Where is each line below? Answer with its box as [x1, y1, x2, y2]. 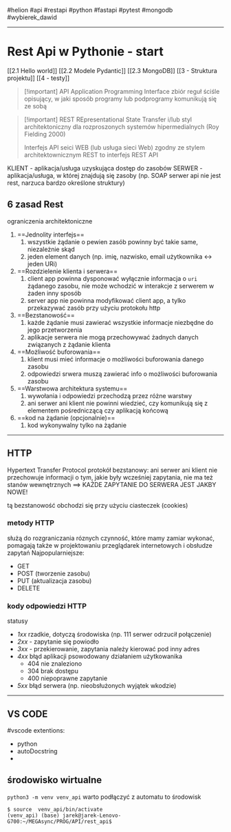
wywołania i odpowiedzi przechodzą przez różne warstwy [27, 391, 192, 399]
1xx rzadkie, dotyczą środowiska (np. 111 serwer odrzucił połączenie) [16, 631, 212, 639]
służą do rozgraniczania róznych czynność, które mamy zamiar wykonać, [7, 534, 215, 542]
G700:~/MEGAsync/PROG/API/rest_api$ [7, 818, 112, 825]
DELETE [16, 584, 41, 592]
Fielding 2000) [23, 130, 66, 138]
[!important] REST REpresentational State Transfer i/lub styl [23, 115, 192, 123]
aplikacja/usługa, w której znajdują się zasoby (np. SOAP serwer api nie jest [7, 171, 221, 179]
